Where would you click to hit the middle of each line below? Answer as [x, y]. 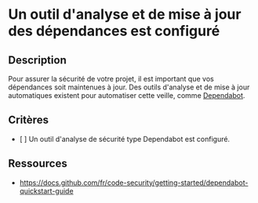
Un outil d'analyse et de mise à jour [125, 14]
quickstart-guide [46, 190]
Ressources [38, 163]
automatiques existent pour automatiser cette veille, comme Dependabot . [127, 95]
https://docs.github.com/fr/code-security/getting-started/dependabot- [134, 183]
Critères [29, 120]
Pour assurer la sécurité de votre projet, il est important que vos [111, 79]
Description [37, 60]
